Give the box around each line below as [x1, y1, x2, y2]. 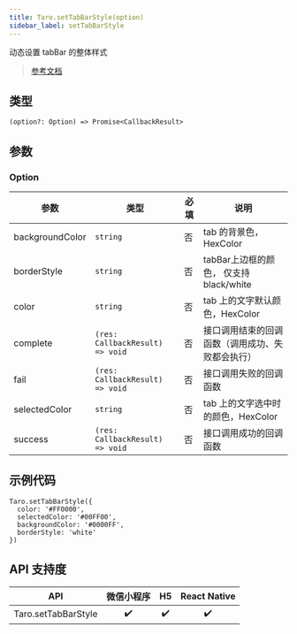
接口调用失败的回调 [202, 368, 284, 379]
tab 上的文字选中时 [202, 397, 281, 409]
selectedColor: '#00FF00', [17, 512, 117, 522]
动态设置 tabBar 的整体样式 [9, 46, 108, 57]
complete [13, 337, 53, 349]
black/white [202, 279, 252, 290]
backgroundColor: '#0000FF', [17, 520, 125, 529]
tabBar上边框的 [202, 254, 267, 265]
